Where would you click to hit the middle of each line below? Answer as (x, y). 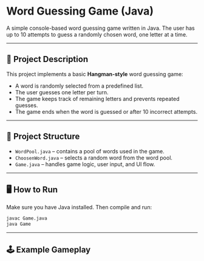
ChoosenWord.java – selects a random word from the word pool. (94, 158)
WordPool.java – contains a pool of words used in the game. (90, 151)
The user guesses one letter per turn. (62, 92)
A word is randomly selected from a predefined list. (79, 86)
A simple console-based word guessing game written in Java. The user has (101, 28)
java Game (19, 224)
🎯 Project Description (47, 59)
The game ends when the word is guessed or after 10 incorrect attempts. (106, 111)
